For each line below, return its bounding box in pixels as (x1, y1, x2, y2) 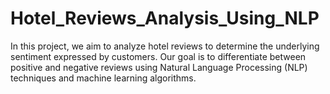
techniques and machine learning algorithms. (10, 72, 197, 84)
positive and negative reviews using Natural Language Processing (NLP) (10, 61, 308, 73)
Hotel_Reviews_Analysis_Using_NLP (10, 7, 320, 30)
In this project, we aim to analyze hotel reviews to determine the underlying (10, 40, 320, 52)
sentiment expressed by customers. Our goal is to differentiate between (10, 50, 307, 62)
